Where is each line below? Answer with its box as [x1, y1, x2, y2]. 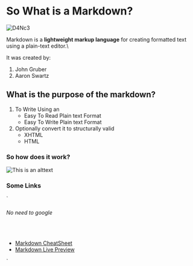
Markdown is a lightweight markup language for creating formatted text [6, 36, 187, 43]
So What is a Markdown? [6, 4, 133, 18]
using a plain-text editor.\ [6, 42, 69, 49]
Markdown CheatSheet [14, 239, 72, 247]
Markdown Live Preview [14, 245, 75, 253]
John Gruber [14, 65, 47, 73]
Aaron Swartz [14, 72, 49, 79]
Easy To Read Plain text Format [24, 112, 101, 119]
